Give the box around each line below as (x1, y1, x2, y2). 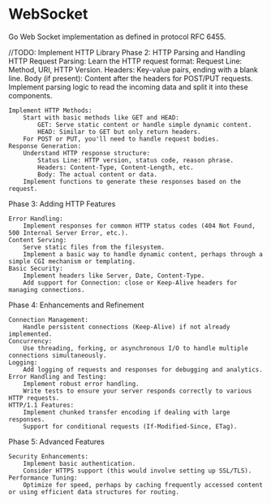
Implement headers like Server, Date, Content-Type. (23, 272, 205, 280)
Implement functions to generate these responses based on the (23, 177, 242, 185)
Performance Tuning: (8, 473, 79, 482)
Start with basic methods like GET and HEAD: (23, 113, 180, 122)
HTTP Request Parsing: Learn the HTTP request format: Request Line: (8, 56, 243, 66)
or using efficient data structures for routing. (8, 488, 180, 496)
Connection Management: (8, 315, 89, 324)
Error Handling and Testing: (8, 372, 107, 380)
